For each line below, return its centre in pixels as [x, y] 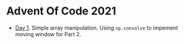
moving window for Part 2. [48, 34]
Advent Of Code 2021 [61, 11]
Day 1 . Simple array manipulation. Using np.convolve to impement [97, 28]
